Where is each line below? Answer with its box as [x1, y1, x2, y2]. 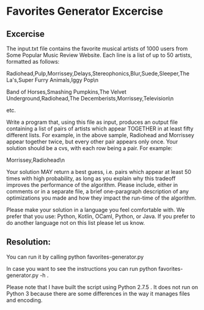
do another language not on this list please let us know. [6, 219, 145, 226]
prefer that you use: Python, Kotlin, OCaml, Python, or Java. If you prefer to [6, 213, 195, 220]
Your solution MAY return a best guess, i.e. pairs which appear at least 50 [6, 168, 191, 175]
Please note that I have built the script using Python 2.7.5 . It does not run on [6, 283, 199, 290]
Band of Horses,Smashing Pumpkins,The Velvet [6, 88, 126, 96]
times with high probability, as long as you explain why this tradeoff [6, 175, 176, 182]
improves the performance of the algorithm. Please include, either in [6, 181, 178, 188]
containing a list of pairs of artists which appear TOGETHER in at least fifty [6, 125, 194, 132]
